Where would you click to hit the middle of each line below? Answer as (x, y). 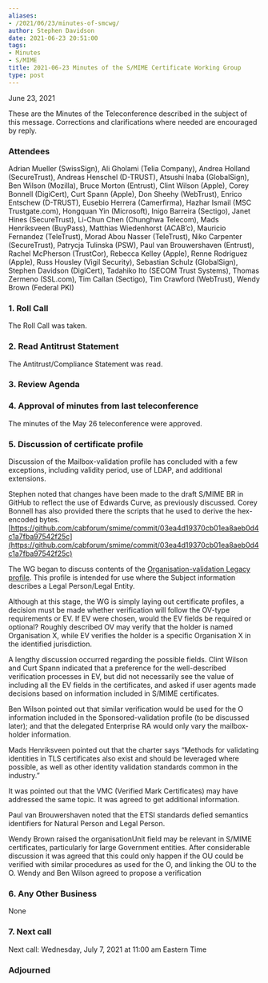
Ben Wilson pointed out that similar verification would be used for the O (126, 709)
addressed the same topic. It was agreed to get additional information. (124, 800)
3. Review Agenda (44, 385)
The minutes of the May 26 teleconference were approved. (105, 423)
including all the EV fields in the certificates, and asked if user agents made (132, 685)
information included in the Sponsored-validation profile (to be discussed (129, 717)
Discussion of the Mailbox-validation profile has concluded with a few (123, 462)
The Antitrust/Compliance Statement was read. (86, 364)
